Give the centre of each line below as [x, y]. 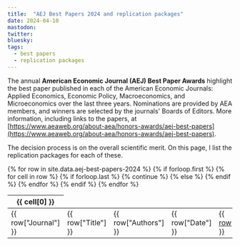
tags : [15, 47]
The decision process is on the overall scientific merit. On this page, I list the [120, 148]
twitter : [20, 34]
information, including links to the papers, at [72, 118]
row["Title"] [87, 222]
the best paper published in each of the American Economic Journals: [110, 88]
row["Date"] [191, 222]
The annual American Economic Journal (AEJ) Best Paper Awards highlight [120, 81]
